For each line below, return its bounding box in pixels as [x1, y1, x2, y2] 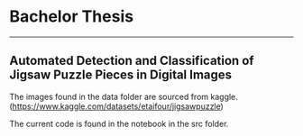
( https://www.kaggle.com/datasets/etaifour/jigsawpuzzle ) [9, 101, 224, 112]
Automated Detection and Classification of [9, 53, 254, 68]
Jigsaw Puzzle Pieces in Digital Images [9, 68, 233, 83]
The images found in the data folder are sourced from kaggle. [9, 91, 239, 102]
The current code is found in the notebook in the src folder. [9, 118, 229, 129]
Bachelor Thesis [9, 6, 133, 27]
